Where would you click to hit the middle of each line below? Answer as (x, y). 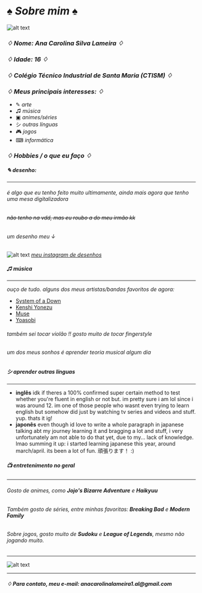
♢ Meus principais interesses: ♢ (55, 91)
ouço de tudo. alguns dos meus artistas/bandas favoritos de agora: (91, 290)
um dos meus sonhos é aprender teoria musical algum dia (79, 353)
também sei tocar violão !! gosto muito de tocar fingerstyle (79, 333)
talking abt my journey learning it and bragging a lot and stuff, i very (99, 431)
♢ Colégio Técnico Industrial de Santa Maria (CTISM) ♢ (90, 75)
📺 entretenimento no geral (41, 465)
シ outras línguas (37, 124)
